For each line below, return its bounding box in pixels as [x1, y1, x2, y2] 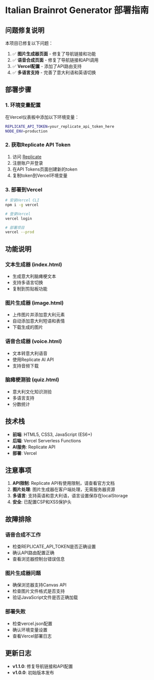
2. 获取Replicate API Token [5, 141, 71, 148]
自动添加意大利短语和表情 [12, 318, 65, 324]
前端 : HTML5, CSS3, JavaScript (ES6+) [12, 431, 92, 437]
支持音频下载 [12, 362, 39, 368]
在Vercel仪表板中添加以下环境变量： [5, 114, 79, 120]
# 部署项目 [5, 225, 25, 230]
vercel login [5, 216, 32, 221]
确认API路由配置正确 [12, 550, 55, 556]
